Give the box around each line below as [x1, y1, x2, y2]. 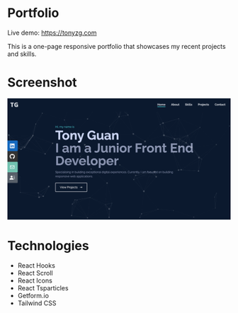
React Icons [17, 276, 53, 285]
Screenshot [7, 74, 77, 91]
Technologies [7, 238, 90, 254]
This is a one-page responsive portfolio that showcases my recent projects [7, 42, 226, 50]
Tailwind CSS [17, 299, 57, 307]
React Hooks [17, 261, 55, 270]
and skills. [7, 50, 37, 58]
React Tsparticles [17, 283, 69, 292]
